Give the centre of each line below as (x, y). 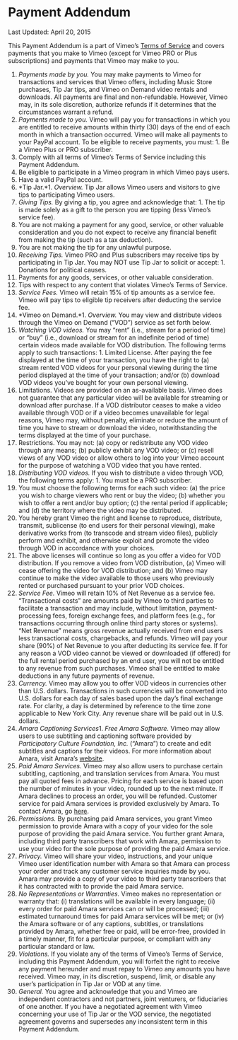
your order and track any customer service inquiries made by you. (114, 871)
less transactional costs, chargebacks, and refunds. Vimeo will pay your (123, 638)
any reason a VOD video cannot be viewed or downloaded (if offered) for (124, 653)
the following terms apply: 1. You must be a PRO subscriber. (105, 480)
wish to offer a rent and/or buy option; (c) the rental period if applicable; (123, 502)
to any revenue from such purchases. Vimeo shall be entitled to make (119, 668)
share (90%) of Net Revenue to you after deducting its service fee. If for (123, 645)
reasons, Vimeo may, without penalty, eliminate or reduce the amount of (123, 420)
